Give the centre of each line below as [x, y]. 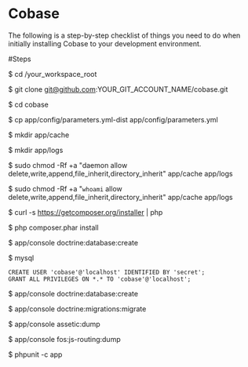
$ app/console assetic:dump [54, 324]
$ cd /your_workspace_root [53, 74]
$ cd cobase [28, 104]
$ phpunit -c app [35, 354]
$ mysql [21, 258]
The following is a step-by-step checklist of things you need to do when [124, 35]
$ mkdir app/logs [36, 150]
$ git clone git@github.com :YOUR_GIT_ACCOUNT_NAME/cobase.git [118, 89]
